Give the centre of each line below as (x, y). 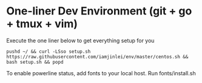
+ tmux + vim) (42, 24)
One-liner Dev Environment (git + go (99, 11)
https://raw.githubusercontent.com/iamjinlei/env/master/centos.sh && (97, 57)
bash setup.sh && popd (35, 62)
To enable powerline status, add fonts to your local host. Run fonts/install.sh (101, 73)
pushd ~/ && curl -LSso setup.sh (49, 51)
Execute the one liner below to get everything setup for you (80, 40)
